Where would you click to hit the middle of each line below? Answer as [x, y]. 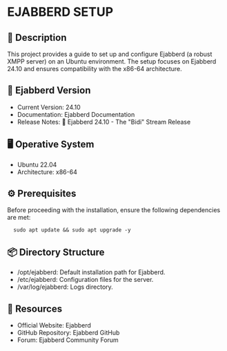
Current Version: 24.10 [49, 107]
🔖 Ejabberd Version [49, 91]
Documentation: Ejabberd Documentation [76, 114]
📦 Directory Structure [56, 252]
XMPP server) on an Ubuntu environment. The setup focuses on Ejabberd [112, 61]
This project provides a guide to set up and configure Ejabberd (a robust [110, 54]
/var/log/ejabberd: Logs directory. [65, 287]
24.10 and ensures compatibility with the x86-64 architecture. [95, 69]
